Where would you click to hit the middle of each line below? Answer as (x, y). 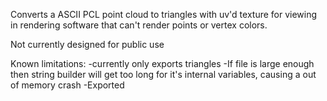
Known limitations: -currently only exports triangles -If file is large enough (162, 63)
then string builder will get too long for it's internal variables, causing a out (163, 74)
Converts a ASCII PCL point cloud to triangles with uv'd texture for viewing (164, 14)
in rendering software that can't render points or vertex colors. (139, 25)
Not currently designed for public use (87, 44)
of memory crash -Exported (67, 85)
